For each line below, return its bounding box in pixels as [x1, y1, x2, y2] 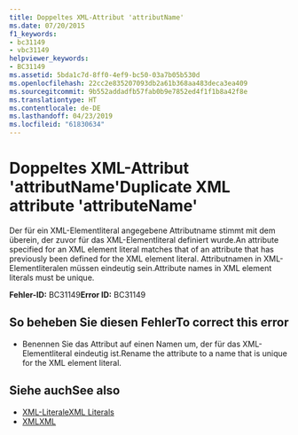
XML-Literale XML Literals [21, 407, 115, 417]
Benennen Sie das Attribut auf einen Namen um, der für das [21, 338, 241, 349]
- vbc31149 [9, 46, 50, 55]
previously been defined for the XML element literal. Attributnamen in [9, 253, 262, 264]
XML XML [21, 416, 57, 426]
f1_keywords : [9, 29, 58, 38]
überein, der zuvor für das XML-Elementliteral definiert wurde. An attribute [9, 234, 279, 245]
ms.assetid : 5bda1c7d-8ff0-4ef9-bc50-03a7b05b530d [9, 71, 200, 80]
